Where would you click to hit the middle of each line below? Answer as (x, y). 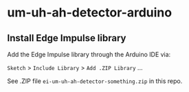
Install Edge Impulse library (67, 38)
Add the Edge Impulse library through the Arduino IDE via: (89, 54)
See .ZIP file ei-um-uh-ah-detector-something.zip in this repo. (95, 81)
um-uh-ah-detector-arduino (90, 13)
